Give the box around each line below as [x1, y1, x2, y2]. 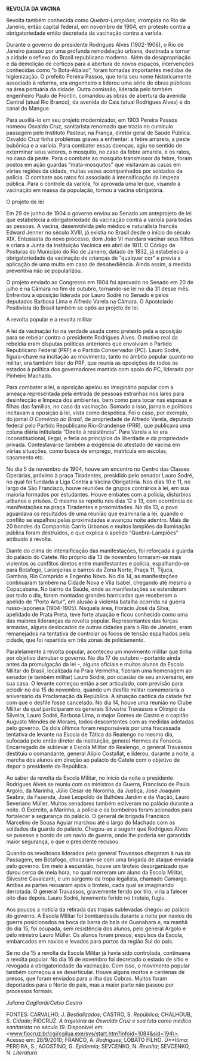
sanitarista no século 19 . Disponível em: [6, 1024, 104, 1030]
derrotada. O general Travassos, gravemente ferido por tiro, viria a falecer [6, 888, 188, 895]
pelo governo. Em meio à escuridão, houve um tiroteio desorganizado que [6, 862, 189, 869]
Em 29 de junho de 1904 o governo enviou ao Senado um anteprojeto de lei [6, 210, 192, 217]
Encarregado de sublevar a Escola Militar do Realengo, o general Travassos [6, 744, 192, 750]
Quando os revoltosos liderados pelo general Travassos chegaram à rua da [6, 850, 191, 856]
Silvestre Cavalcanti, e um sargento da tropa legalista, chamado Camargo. [6, 875, 189, 882]
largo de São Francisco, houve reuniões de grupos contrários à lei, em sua [6, 485, 189, 491]
